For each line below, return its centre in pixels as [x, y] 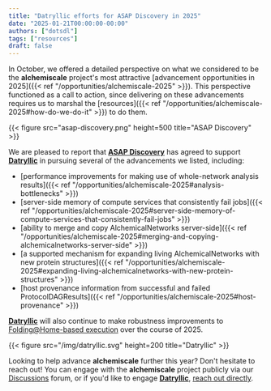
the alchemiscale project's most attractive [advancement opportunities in [132, 78]
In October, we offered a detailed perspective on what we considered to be [134, 69]
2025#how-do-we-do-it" [50, 112]
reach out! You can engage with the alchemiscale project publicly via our [131, 370]
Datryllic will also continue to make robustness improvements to [116, 321]
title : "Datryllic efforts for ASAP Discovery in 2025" [105, 16]
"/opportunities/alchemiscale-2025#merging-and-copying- [119, 236]
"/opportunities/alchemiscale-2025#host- [186, 297]
